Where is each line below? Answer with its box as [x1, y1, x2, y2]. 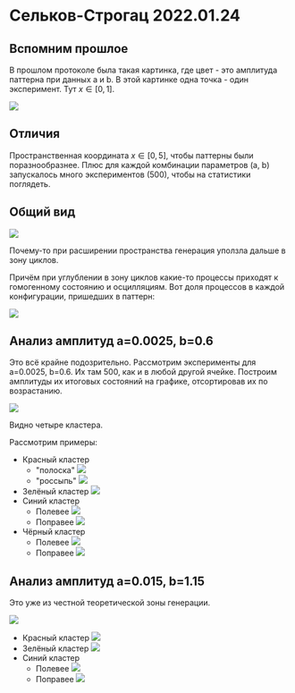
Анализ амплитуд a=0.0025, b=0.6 [9, 334, 214, 349]
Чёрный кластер [21, 527, 86, 537]
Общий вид [9, 205, 76, 220]
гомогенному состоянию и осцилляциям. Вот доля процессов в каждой [9, 281, 285, 292]
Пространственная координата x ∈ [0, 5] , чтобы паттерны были [9, 149, 254, 161]
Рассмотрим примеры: [9, 437, 98, 448]
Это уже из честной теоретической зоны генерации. [9, 597, 211, 608]
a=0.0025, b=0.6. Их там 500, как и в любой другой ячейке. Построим [9, 367, 277, 377]
